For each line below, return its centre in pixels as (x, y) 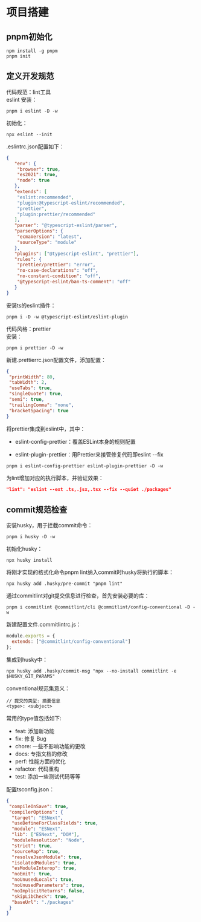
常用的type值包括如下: (34, 718)
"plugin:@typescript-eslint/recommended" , (71, 203)
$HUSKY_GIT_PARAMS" (31, 676)
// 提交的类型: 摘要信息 (33, 701)
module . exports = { (31, 636)
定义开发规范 (30, 76)
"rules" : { (28, 259)
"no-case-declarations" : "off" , (58, 271)
